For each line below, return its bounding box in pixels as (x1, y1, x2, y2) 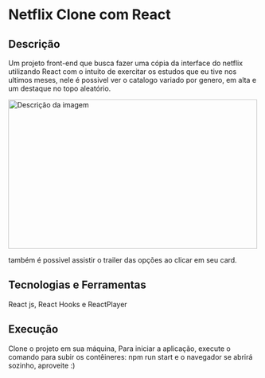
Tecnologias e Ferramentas (8, 279, 147, 292)
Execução (8, 322, 59, 336)
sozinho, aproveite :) (8, 360, 76, 370)
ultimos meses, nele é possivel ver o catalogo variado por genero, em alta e (8, 76, 257, 84)
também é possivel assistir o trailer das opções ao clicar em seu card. (8, 255, 237, 264)
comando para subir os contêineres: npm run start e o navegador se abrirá (8, 352, 253, 361)
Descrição (8, 37, 60, 51)
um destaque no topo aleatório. (8, 84, 111, 93)
